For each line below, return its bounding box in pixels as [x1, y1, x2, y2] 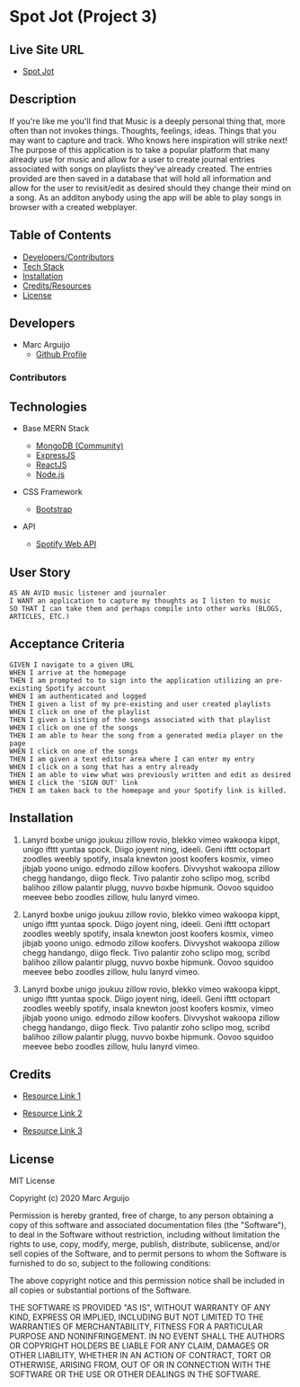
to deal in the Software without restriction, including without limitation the [9, 1229, 280, 1241]
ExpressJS [35, 450, 76, 461]
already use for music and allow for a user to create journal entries [9, 154, 256, 164]
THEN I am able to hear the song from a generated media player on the [9, 730, 283, 740]
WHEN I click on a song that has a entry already [9, 762, 199, 772]
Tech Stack [22, 261, 65, 271]
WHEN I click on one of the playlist [9, 707, 151, 716]
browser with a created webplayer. [9, 201, 137, 212]
